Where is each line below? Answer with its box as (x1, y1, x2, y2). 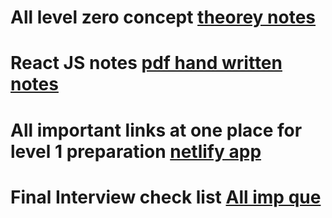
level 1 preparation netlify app (10, 140, 262, 163)
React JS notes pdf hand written (10, 52, 283, 75)
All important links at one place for (10, 119, 303, 141)
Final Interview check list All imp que (10, 186, 322, 208)
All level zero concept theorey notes (10, 6, 317, 29)
